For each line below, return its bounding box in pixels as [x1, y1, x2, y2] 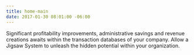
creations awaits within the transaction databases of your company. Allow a [6, 36, 189, 43]
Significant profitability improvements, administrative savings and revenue [6, 30, 185, 36]
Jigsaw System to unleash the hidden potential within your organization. [6, 42, 180, 49]
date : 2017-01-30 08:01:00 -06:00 [6, 14, 91, 20]
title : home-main [6, 8, 49, 14]
